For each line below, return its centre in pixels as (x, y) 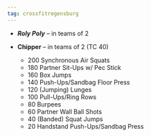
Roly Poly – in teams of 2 (53, 33)
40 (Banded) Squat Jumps (65, 119)
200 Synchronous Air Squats (69, 60)
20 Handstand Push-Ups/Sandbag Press (86, 126)
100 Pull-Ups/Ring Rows (62, 97)
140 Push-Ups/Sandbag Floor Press (79, 82)
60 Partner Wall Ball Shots (65, 111)
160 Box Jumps (50, 75)
